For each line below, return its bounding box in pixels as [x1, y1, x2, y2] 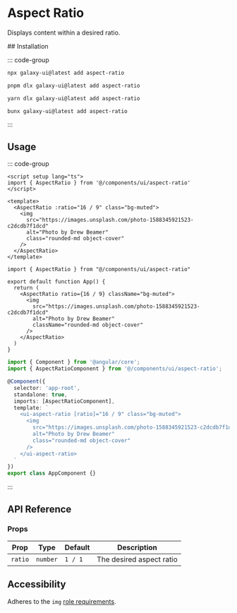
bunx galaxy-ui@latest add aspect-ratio [7, 107, 128, 114]
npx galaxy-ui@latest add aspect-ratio [7, 69, 125, 76]
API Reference [7, 503, 72, 515]
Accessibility [7, 578, 66, 590]
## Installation [7, 42, 49, 50]
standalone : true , [13, 391, 68, 398]
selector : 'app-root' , [13, 384, 80, 391]
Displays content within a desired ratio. [7, 28, 121, 37]
